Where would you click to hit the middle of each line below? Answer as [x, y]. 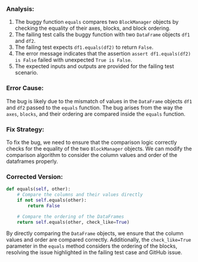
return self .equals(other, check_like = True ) [73, 222]
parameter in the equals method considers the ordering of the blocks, [92, 246]
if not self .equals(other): [52, 200]
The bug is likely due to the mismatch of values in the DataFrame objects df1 [99, 101]
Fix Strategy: [25, 129]
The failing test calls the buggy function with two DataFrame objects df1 [102, 35]
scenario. [26, 73]
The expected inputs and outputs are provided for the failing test [95, 66]
